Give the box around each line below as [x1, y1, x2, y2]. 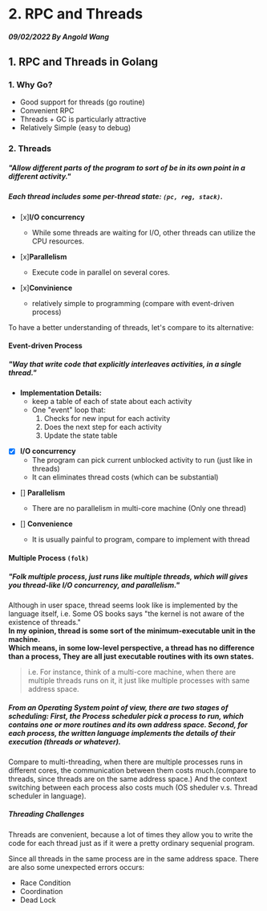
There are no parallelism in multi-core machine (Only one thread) [31, 504, 247, 513]
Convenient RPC [19, 106, 75, 116]
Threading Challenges [8, 809, 85, 819]
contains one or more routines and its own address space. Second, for [8, 720, 249, 729]
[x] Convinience [19, 283, 73, 292]
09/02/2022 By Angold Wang [8, 31, 110, 41]
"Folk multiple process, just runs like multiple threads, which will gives [8, 571, 249, 581]
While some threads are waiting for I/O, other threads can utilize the [31, 227, 256, 237]
